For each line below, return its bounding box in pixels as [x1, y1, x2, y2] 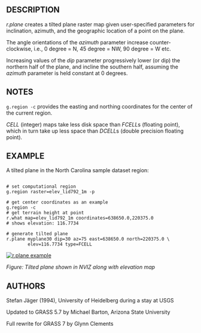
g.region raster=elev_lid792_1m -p [6, 189, 95, 195]
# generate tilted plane [6, 231, 68, 237]
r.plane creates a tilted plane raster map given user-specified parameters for [6, 20, 195, 28]
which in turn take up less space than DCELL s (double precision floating [6, 127, 184, 134]
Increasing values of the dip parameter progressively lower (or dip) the [6, 56, 181, 64]
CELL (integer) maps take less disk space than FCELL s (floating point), [6, 121, 181, 128]
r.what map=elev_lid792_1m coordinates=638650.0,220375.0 [6, 215, 154, 221]
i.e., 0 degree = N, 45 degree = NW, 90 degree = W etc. [33, 45, 172, 52]
